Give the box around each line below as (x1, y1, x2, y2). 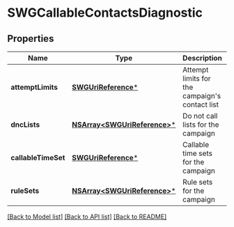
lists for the (182, 120, 219, 130)
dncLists (10, 120, 40, 130)
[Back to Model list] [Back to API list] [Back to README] (7, 212, 167, 221)
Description (182, 54, 223, 63)
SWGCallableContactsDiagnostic (7, 5, 203, 21)
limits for (182, 74, 211, 83)
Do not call (182, 111, 218, 120)
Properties (7, 33, 54, 45)
